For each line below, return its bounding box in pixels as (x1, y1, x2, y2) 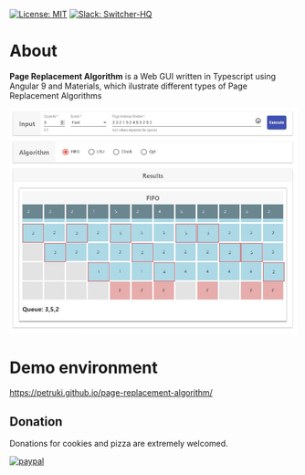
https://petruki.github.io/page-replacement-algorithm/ (9, 387, 213, 398)
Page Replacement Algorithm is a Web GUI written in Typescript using (9, 70, 277, 81)
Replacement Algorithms (9, 90, 102, 100)
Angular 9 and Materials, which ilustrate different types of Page (9, 80, 248, 91)
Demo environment (9, 357, 158, 378)
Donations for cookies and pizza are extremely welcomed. (9, 438, 228, 449)
